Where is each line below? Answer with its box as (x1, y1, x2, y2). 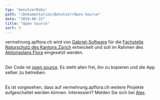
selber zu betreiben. (5, 69, 46, 75)
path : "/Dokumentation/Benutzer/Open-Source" (5, 12, 101, 17)
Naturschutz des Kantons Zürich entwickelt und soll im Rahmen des (5, 44, 144, 50)
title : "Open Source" (5, 21, 50, 26)
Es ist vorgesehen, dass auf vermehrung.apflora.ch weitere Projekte (5, 84, 144, 90)
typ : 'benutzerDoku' (5, 7, 48, 12)
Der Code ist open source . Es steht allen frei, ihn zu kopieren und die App (5, 65, 155, 70)
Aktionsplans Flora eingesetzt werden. (5, 50, 84, 56)
